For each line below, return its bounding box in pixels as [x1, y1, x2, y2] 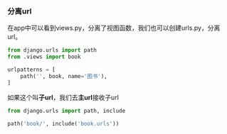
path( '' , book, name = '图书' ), [20, 72, 108, 79]
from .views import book [7, 53, 81, 61]
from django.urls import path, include [7, 107, 126, 114]
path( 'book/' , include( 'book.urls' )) [7, 120, 120, 127]
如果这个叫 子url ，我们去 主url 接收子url [7, 93, 120, 101]
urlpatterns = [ [7, 66, 56, 74]
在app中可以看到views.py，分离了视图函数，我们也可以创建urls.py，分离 [7, 23, 221, 33]
